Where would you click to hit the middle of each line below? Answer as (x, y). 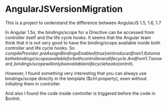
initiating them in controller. (33, 84)
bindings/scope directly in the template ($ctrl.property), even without (76, 78)
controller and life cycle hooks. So (40, 48)
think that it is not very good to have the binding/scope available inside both (83, 42)
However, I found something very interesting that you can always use (76, 73)
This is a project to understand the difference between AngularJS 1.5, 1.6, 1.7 (83, 23)
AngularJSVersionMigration (64, 9)
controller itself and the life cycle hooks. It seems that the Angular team (78, 37)
